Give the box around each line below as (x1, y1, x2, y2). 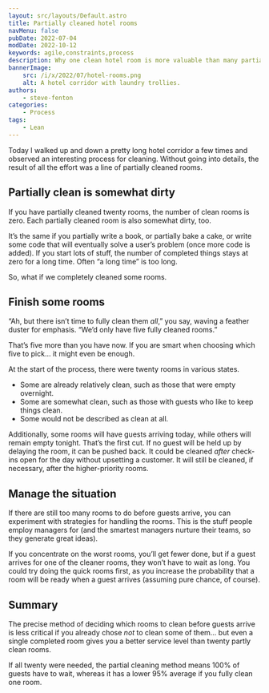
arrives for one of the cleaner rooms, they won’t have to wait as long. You (8, 558, 251, 567)
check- (231, 446, 255, 457)
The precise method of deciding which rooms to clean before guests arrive (8, 619, 256, 629)
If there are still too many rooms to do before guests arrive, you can (8, 508, 231, 518)
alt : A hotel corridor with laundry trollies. (22, 79, 181, 87)
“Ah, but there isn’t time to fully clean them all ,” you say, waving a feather (8, 316, 250, 326)
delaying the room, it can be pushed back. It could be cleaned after (8, 446, 231, 457)
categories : (8, 101, 48, 109)
